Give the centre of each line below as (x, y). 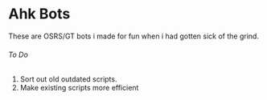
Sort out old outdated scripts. (68, 79)
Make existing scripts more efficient (79, 88)
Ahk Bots (39, 14)
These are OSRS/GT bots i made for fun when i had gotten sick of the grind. (134, 36)
